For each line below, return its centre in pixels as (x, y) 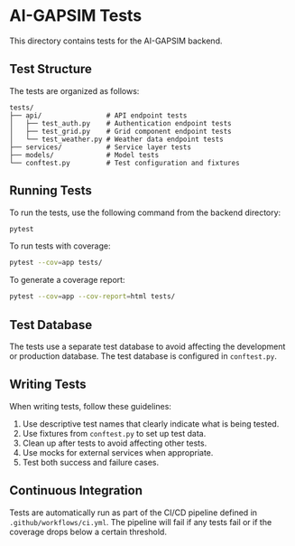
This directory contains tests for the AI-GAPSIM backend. (116, 41)
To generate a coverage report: (67, 280)
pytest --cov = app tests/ (56, 263)
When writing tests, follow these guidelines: (90, 406)
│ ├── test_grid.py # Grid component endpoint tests (120, 131)
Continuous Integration (76, 490)
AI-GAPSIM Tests (76, 16)
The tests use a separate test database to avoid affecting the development (147, 346)
